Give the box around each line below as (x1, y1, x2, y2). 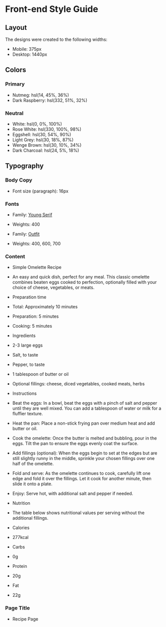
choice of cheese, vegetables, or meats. (12, 284, 95, 290)
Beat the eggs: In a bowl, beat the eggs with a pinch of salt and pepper (12, 400, 158, 406)
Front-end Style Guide (5, 3, 98, 15)
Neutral (5, 109, 24, 116)
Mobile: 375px (12, 46, 42, 52)
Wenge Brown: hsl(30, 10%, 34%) (12, 142, 82, 148)
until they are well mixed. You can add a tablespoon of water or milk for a (12, 405, 162, 411)
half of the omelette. (12, 461, 54, 467)
